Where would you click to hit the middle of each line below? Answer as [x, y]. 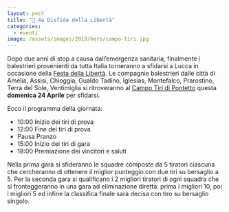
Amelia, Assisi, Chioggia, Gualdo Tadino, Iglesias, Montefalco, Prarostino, [111, 81]
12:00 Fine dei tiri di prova [54, 129]
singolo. [18, 201]
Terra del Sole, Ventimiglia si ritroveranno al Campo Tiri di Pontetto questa [112, 88]
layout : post [26, 13]
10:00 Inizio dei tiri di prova [55, 122]
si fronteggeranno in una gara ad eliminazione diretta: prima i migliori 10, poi [115, 187]
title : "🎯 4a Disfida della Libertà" [61, 20]
